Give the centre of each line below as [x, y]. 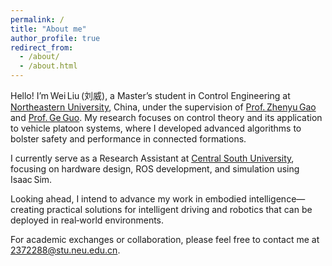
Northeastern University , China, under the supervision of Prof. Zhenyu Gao [163, 107]
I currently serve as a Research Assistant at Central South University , [152, 158]
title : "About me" [48, 29]
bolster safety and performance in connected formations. [128, 139]
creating [27, 209]
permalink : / [37, 19]
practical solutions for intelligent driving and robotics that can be [179, 209]
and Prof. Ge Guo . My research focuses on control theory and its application [166, 117]
